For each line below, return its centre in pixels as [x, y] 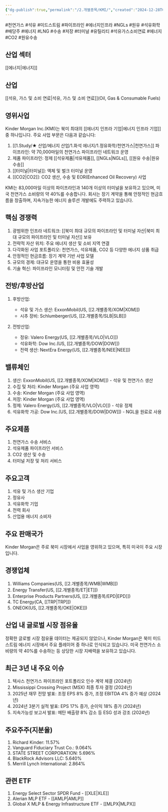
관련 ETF [18, 781]
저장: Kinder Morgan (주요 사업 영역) [48, 399]
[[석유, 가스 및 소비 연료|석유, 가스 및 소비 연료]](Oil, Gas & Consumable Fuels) [83, 98]
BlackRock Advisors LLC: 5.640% [47, 758]
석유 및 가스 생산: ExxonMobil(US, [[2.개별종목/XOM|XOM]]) [80, 309]
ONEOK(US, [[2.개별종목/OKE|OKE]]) [50, 608]
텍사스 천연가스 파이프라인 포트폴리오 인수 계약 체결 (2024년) [72, 681]
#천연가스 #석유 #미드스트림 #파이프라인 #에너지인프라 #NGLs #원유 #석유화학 [83, 25]
